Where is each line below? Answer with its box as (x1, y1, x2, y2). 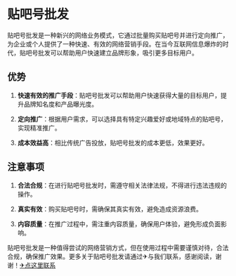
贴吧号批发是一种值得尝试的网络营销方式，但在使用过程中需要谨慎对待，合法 (7, 243, 229, 251)
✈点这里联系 (20, 261, 56, 269)
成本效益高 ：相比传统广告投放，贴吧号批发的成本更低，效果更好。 (17, 138, 209, 147)
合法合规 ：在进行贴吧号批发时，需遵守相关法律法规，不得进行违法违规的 (17, 180, 227, 190)
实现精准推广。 (17, 124, 61, 132)
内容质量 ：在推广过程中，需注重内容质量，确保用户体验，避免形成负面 (17, 219, 221, 228)
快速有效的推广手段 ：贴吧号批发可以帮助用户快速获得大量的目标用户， (17, 91, 221, 99)
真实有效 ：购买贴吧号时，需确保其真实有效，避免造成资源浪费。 (17, 204, 202, 213)
